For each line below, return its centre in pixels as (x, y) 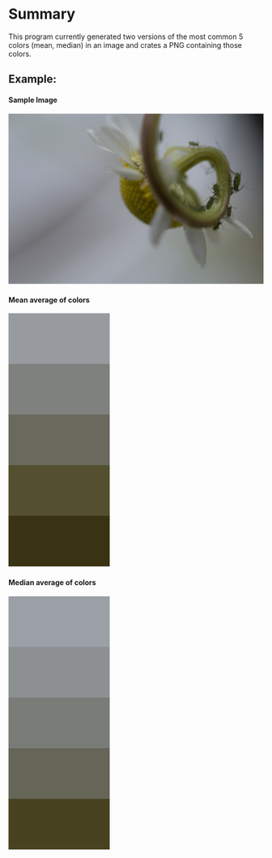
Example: (32, 79)
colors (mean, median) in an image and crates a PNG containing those (125, 45)
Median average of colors (52, 582)
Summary (42, 14)
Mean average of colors (49, 300)
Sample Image (33, 100)
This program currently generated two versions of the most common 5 (126, 36)
